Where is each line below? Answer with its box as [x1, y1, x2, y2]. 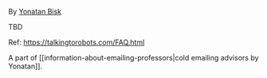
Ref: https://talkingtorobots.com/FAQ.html [8, 37, 145, 47]
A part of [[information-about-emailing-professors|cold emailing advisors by [8, 53, 259, 62]
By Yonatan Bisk [8, 7, 62, 16]
